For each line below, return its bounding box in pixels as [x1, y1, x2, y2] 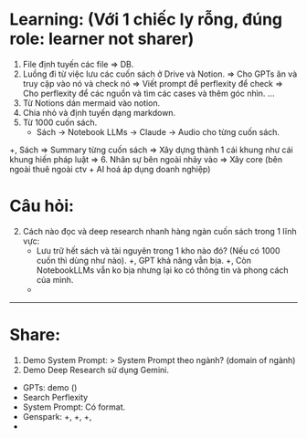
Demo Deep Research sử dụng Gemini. [22, 364, 169, 375]
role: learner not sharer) [9, 28, 195, 49]
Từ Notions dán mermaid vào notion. [22, 97, 161, 109]
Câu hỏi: [9, 196, 75, 216]
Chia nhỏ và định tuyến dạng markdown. [22, 107, 176, 118]
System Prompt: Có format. [22, 401, 126, 412]
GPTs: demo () [22, 381, 78, 392]
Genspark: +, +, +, [22, 411, 92, 422]
